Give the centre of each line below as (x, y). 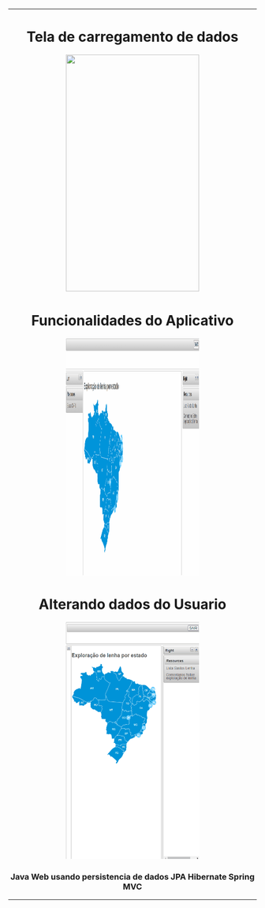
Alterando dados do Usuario (132, 604)
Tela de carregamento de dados (132, 37)
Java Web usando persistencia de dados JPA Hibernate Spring (132, 876)
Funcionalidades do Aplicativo (132, 321)
